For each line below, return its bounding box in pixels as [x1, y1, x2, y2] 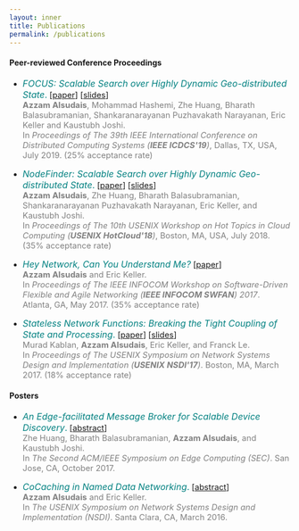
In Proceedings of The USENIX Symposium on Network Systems [21, 349, 270, 361]
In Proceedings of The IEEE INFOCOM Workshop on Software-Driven [21, 278, 288, 290]
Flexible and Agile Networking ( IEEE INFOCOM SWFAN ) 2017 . [21, 289, 261, 300]
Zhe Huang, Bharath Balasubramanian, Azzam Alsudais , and [21, 432, 257, 444]
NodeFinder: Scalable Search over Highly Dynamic [21, 167, 237, 179]
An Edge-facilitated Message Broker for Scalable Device [21, 410, 261, 422]
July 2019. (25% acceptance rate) [21, 149, 154, 161]
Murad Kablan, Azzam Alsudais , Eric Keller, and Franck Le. [21, 339, 251, 351]
